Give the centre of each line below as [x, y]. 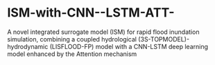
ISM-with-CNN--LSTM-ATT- [91, 13]
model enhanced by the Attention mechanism [72, 54]
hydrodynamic [28, 46]
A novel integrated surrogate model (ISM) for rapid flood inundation [103, 32]
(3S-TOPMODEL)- [164, 39]
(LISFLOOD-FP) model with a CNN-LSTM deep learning [129, 46]
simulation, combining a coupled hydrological [72, 39]
